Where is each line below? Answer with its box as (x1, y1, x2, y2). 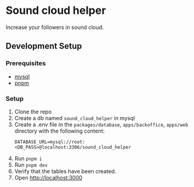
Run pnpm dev (14, 161, 48, 168)
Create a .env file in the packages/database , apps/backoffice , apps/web (14, 121, 189, 128)
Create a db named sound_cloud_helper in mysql (14, 114, 135, 121)
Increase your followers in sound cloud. (5, 24, 104, 31)
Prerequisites (5, 59, 46, 68)
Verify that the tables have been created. (14, 167, 116, 175)
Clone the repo (14, 108, 52, 115)
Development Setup (5, 41, 82, 51)
